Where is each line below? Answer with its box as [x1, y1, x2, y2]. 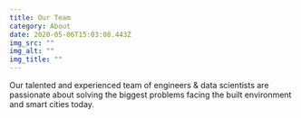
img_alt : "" [9, 47, 54, 56]
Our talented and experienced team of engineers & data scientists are [9, 80, 269, 90]
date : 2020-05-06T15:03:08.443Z [9, 30, 131, 39]
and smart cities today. [9, 99, 95, 109]
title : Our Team [9, 13, 71, 23]
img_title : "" [9, 55, 63, 64]
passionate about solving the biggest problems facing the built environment [9, 89, 292, 100]
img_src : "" [9, 38, 54, 48]
